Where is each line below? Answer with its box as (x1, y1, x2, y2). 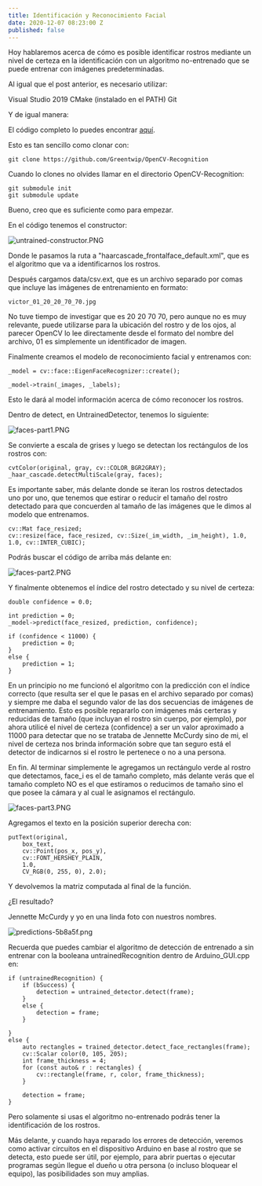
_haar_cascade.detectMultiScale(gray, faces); (8, 471, 163, 479)
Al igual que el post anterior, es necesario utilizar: (8, 79, 168, 89)
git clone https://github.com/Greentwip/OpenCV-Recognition (8, 156, 209, 163)
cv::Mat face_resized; (8, 525, 82, 533)
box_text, (22, 840, 55, 849)
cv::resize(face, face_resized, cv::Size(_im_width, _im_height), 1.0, (8, 532, 247, 540)
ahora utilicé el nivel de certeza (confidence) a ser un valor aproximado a (8, 722, 245, 732)
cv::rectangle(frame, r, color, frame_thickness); (36, 1070, 206, 1079)
